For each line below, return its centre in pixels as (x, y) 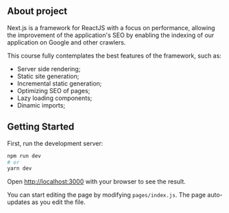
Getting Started (41, 127)
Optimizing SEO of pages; (53, 90)
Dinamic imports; (41, 105)
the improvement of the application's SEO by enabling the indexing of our (111, 35)
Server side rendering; (49, 68)
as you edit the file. (59, 202)
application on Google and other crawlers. (67, 42)
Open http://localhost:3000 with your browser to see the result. (97, 181)
